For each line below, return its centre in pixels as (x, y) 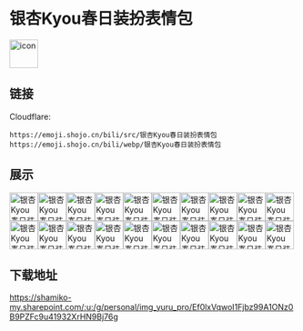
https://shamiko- (40, 297)
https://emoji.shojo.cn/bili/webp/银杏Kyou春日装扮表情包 (115, 145)
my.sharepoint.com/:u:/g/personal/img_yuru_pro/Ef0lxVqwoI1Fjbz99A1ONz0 (151, 307)
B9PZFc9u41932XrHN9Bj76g (64, 317)
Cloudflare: (30, 116)
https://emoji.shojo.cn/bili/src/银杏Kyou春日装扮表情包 (113, 135)
